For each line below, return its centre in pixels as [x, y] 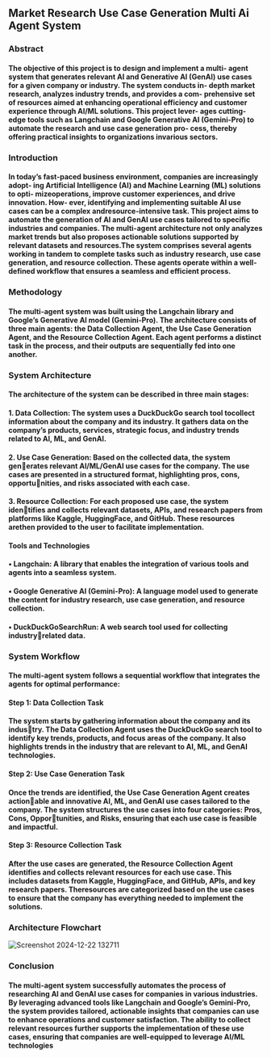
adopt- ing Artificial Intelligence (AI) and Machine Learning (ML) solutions [135, 186]
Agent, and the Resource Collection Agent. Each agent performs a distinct [135, 337]
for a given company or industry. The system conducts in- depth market [132, 85]
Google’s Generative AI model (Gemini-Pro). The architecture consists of [132, 320]
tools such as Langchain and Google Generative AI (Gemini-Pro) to [141, 120]
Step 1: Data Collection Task [56, 703]
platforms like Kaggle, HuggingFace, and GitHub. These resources [122, 519]
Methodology [35, 292]
